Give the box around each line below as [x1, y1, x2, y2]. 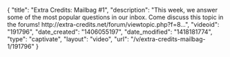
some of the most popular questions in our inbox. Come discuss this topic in [7, 13, 224, 21]
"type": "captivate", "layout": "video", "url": [7, 35, 129, 43]
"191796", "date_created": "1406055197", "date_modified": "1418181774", [7, 27, 213, 36]
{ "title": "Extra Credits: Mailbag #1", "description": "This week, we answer [7, 6, 218, 14]
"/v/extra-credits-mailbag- [130, 35, 206, 43]
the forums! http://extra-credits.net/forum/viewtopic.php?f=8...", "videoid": [7, 21, 220, 28]
